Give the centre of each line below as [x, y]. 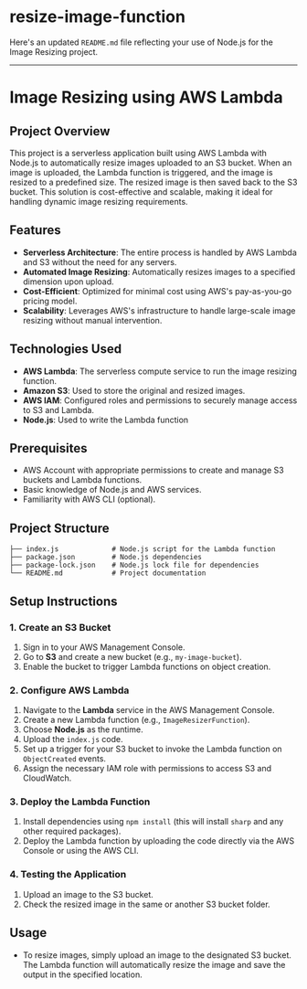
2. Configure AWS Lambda [69, 690]
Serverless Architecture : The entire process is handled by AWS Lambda [159, 252]
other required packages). [72, 831]
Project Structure [59, 528]
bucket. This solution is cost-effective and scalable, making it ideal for [141, 191]
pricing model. [50, 301]
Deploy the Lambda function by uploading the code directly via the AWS [159, 841]
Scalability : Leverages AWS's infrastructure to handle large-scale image [159, 310]
